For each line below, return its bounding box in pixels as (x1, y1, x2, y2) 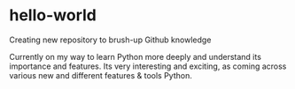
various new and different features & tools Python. (9, 70, 192, 80)
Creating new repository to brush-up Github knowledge (9, 34, 212, 45)
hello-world (9, 5, 97, 26)
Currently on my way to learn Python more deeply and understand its (9, 51, 261, 62)
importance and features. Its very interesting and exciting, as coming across (9, 61, 287, 71)
